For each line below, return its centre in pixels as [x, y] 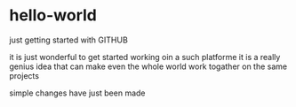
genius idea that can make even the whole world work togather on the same [148, 66]
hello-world [53, 15]
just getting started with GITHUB [69, 40]
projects [24, 75]
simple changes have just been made [77, 93]
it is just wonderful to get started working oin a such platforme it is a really [145, 57]
